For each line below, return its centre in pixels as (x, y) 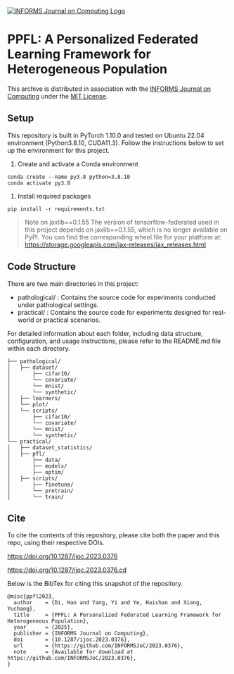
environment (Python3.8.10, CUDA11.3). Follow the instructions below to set (116, 143)
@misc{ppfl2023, (31, 597)
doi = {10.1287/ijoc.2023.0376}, (72, 640)
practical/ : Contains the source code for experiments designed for (114, 312)
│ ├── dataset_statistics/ (50, 447)
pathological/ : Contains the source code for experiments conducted (116, 297)
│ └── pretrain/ (40, 491)
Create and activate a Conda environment (78, 164)
